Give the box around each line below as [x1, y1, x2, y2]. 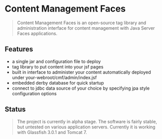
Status [5, 105, 26, 114]
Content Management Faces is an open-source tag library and [17, 20, 146, 26]
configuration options [12, 90, 57, 96]
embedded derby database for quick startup [12, 80, 104, 86]
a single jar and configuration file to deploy [12, 58, 101, 64]
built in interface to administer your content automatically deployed [12, 69, 151, 75]
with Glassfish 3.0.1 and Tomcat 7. [17, 129, 88, 135]
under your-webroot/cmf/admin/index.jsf [12, 74, 97, 81]
